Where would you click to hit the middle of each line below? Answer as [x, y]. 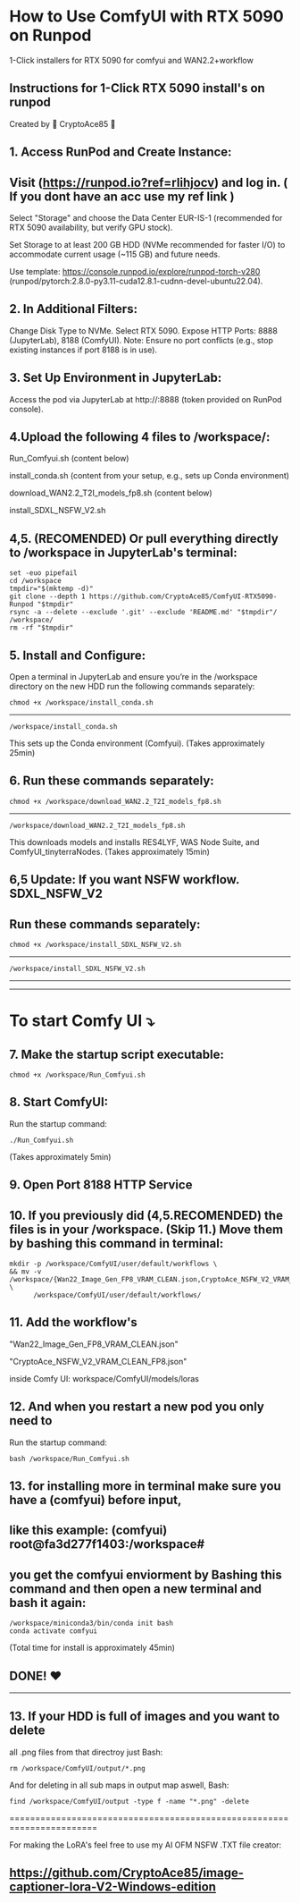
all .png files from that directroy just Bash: [86, 1752]
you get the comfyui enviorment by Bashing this [146, 1574]
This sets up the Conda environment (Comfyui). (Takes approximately [137, 743]
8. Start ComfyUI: [59, 1102]
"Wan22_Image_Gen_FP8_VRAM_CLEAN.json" [94, 1344]
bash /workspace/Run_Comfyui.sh [69, 1459]
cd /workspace [36, 581]
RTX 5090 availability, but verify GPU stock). [91, 227]
